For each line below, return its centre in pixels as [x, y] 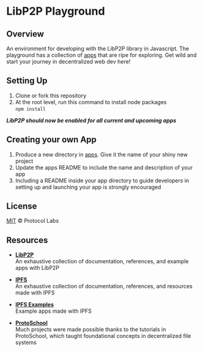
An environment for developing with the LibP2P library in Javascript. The [98, 48]
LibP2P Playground [56, 11]
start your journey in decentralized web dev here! [68, 62]
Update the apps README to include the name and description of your [104, 167]
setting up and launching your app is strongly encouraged [88, 187]
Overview [25, 34]
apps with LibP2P [37, 268]
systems [26, 343]
